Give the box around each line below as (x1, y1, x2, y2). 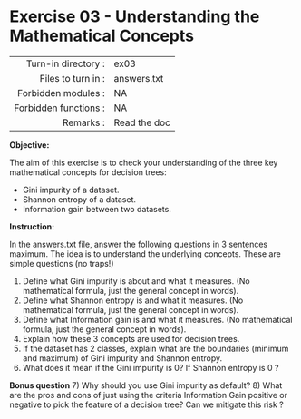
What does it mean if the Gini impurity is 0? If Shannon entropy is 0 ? (22, 362, 279, 373)
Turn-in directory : (25, 57, 106, 70)
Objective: (9, 139, 50, 151)
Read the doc (113, 116, 170, 129)
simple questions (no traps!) (9, 258, 114, 268)
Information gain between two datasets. (22, 203, 172, 214)
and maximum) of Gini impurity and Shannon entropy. (22, 352, 223, 364)
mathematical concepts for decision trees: (9, 166, 167, 178)
